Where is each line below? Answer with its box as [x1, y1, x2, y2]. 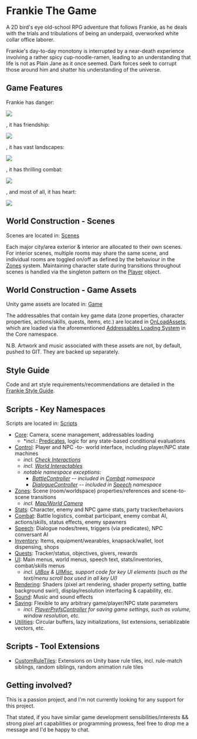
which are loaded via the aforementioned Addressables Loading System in [6, 325, 186, 332]
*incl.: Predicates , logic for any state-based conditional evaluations [23, 437, 186, 444]
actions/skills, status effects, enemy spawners [14, 518, 127, 525]
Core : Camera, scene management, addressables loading [14, 431, 154, 438]
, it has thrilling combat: [6, 166, 63, 173]
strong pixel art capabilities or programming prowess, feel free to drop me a [6, 720, 189, 727]
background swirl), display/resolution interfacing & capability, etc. [14, 587, 174, 594]
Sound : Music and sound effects [14, 593, 93, 600]
